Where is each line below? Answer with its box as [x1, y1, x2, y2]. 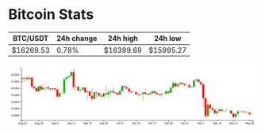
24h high [107, 34, 139, 43]
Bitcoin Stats [8, 6, 94, 24]
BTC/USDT [13, 34, 49, 43]
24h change [56, 34, 98, 43]
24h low [153, 34, 182, 43]
